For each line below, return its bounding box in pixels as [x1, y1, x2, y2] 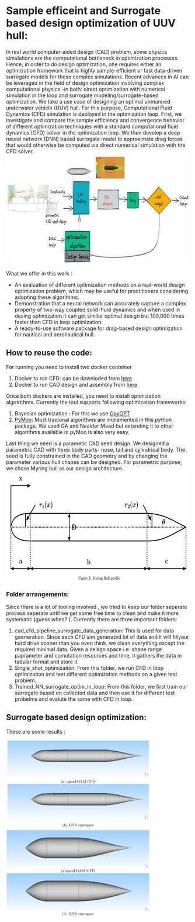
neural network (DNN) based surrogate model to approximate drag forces [6, 135, 183, 142]
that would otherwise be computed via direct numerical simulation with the [6, 142, 186, 149]
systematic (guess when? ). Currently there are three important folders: [6, 616, 177, 623]
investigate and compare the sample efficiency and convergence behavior [6, 116, 185, 123]
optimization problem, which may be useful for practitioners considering [14, 287, 189, 294]
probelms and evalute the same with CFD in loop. [14, 696, 133, 703]
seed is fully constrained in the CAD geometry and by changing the [6, 452, 168, 459]
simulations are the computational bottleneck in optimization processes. [6, 54, 179, 61]
